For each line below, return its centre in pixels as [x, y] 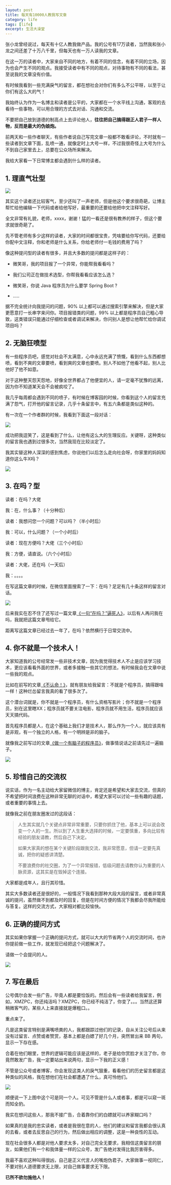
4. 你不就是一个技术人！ [43, 648]
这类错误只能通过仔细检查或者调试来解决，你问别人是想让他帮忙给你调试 [90, 319]
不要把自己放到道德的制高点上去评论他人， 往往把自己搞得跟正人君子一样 [81, 120]
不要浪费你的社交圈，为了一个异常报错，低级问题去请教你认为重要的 [89, 865]
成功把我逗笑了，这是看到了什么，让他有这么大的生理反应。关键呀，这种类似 [85, 435]
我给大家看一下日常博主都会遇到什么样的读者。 [54, 161]
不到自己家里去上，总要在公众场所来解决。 [50, 150]
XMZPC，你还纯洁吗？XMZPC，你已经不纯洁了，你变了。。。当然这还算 [88, 1001]
